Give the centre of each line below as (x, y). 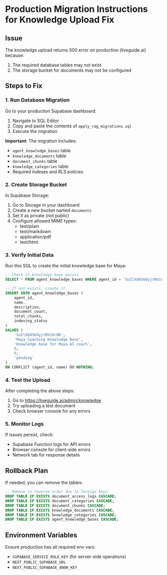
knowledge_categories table (40, 166)
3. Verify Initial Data (29, 255)
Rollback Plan (27, 471)
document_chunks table (35, 161)
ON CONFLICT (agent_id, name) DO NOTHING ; (50, 367)
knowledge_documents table (39, 156)
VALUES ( (14, 330)
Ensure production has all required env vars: (50, 547)
